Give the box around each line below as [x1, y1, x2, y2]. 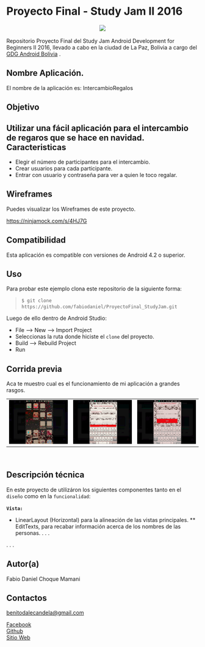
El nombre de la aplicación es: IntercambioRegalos [6, 84, 133, 91]
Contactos [6, 592, 47, 603]
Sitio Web [6, 634, 31, 641]
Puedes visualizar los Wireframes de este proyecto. [6, 205, 136, 213]
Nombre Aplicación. [6, 68, 84, 78]
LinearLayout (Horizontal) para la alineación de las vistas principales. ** [15, 516, 196, 523]
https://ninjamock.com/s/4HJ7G [6, 217, 87, 224]
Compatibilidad [6, 235, 66, 246]
